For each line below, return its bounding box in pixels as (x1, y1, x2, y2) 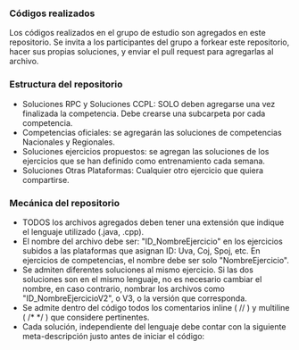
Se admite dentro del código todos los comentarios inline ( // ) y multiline (21, 302, 290, 312)
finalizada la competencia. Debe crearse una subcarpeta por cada (21, 108, 266, 119)
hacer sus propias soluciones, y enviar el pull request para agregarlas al (9, 46, 274, 57)
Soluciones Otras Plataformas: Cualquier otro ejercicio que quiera (21, 164, 264, 176)
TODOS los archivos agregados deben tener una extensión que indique (21, 217, 285, 228)
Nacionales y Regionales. (21, 137, 116, 147)
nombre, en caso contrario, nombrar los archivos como (21, 283, 225, 294)
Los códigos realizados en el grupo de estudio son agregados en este (9, 28, 266, 38)
